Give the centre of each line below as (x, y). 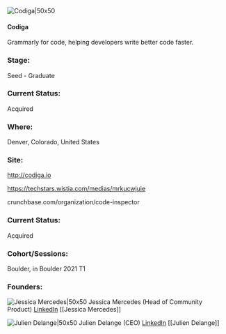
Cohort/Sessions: (38, 253)
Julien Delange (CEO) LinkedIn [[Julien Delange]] (149, 323)
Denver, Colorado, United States (53, 142)
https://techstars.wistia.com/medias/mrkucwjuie (76, 189)
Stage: (18, 61)
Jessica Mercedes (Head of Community (145, 302)
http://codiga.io (29, 175)
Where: (20, 127)
